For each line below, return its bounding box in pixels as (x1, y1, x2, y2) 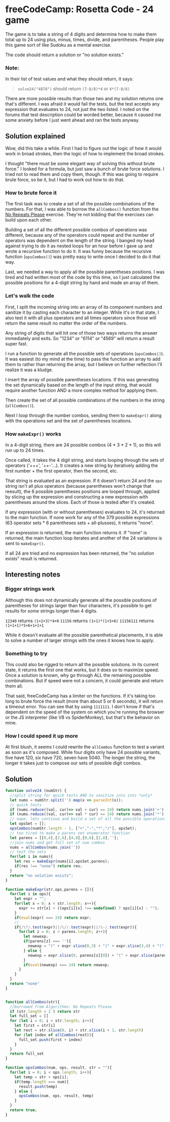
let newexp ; (23, 934, 49, 939)
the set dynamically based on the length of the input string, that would (5, 382, 152, 388)
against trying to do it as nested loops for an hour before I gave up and (5, 243, 153, 249)
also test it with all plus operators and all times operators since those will (5, 314, 157, 320)
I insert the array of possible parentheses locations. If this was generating (5, 376, 159, 382)
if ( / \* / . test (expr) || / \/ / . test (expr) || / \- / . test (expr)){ (14, 924, 137, 930)
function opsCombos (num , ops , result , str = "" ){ (5, 1065, 112, 1070)
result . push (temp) (18, 1084, 58, 1089)
